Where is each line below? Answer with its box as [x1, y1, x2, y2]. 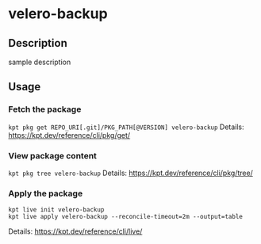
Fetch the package [8, 104, 82, 115]
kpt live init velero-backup [8, 206, 105, 214]
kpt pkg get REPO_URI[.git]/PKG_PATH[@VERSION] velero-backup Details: [8, 122, 244, 132]
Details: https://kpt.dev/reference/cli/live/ [8, 227, 143, 236]
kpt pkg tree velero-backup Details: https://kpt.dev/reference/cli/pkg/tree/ [8, 168, 254, 177]
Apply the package [8, 188, 83, 199]
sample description [8, 57, 71, 67]
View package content [8, 150, 98, 161]
